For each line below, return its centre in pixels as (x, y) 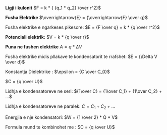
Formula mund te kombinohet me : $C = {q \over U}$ (60, 127)
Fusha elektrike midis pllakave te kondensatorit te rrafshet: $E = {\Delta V (81, 56)
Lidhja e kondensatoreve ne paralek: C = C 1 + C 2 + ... (60, 107)
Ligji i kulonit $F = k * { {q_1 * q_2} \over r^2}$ (53, 8)
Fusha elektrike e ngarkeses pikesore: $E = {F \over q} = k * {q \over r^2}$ (82, 27)
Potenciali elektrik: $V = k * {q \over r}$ (47, 37)
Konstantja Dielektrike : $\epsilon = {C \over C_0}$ (58, 72)
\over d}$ (15, 62)
